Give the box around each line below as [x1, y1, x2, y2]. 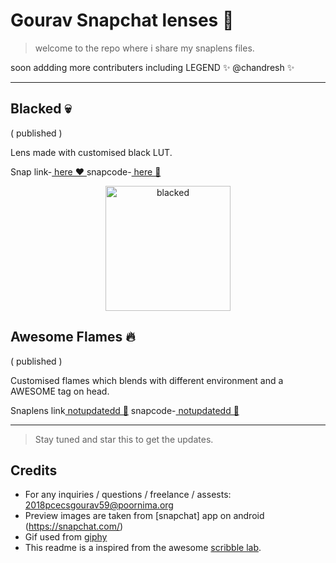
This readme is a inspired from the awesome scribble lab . [24, 542, 262, 554]
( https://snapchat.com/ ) [24, 520, 124, 533]
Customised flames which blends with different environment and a [10, 374, 284, 386]
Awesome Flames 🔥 [10, 329, 136, 346]
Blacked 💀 [10, 100, 72, 118]
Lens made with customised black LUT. [10, 146, 173, 158]
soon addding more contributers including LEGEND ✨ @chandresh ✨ [10, 61, 295, 73]
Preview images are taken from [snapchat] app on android [24, 510, 265, 522]
